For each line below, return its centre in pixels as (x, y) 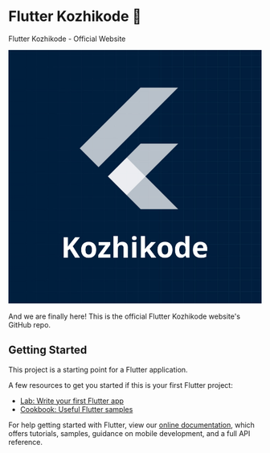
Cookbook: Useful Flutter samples (76, 409)
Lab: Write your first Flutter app (72, 401)
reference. (25, 442)
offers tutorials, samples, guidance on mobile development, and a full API (129, 433)
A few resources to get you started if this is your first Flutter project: (121, 385)
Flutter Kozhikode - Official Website (67, 39)
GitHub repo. (29, 324)
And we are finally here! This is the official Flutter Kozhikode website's (125, 316)
